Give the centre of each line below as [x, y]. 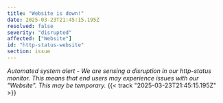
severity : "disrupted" [39, 32]
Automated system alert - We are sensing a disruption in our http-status [109, 71]
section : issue [29, 52]
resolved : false [30, 26]
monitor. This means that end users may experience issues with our [103, 78]
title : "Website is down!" [46, 13]
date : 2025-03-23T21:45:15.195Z [53, 20]
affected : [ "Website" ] [39, 39]
